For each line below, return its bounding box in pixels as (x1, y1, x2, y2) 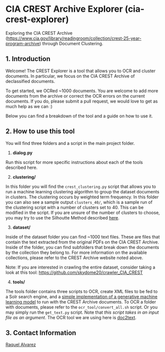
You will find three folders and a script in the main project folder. (5, 140, 135, 146)
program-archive (5, 40, 40, 46)
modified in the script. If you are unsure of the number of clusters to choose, (5, 210, 160, 216)
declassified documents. (5, 78, 55, 84)
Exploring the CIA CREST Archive (5, 30, 73, 36)
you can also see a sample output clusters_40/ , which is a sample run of (5, 199, 153, 205)
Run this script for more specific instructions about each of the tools (5, 159, 143, 165)
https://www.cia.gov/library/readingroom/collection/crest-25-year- (7, 35, 141, 41)
